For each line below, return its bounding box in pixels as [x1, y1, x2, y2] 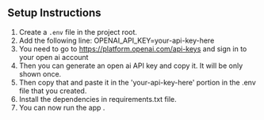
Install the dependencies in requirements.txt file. [18, 94, 178, 103]
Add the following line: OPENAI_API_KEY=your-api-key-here [18, 36, 215, 45]
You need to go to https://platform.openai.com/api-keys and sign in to [18, 43, 247, 54]
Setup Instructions [7, 6, 101, 20]
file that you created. [18, 86, 87, 96]
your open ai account [18, 52, 89, 62]
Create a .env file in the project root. [18, 27, 138, 36]
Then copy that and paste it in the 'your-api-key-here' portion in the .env [18, 77, 257, 87]
